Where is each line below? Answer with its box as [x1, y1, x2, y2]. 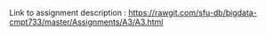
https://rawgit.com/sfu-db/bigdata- [128, 8, 258, 18]
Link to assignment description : [9, 8, 127, 18]
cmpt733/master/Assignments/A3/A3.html [9, 17, 164, 27]
